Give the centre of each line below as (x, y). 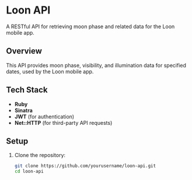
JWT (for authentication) (44, 116)
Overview (24, 51)
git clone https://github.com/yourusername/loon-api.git (85, 166)
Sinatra (24, 110)
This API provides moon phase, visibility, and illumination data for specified (96, 65)
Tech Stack (27, 90)
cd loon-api (29, 171)
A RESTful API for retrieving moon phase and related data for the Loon (90, 26)
